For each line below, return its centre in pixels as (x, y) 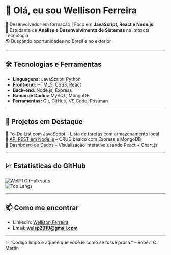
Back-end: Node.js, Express (42, 90)
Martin (12, 248)
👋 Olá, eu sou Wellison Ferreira (71, 10)
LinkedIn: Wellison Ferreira (40, 222)
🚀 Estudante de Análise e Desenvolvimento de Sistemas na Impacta (77, 30)
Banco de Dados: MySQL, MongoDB (51, 95)
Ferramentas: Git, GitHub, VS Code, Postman (60, 101)
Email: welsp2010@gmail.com (45, 228)
